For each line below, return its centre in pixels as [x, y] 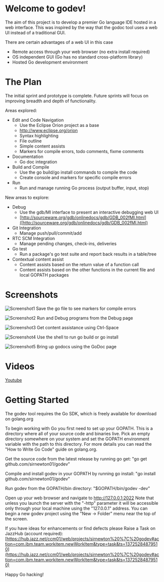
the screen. [17, 519]
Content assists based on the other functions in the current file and [87, 270]
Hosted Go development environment [50, 62]
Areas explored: [21, 110]
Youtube [13, 380]
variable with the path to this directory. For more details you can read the [79, 444]
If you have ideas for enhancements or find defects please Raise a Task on [80, 528]
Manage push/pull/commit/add [51, 233]
